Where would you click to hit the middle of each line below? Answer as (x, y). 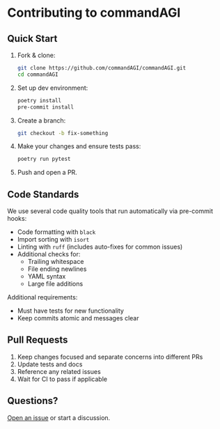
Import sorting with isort (53, 240)
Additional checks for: (49, 254)
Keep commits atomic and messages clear (78, 318)
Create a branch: (41, 120)
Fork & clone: (36, 55)
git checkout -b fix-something (63, 133)
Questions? (33, 401)
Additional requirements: (42, 297)
